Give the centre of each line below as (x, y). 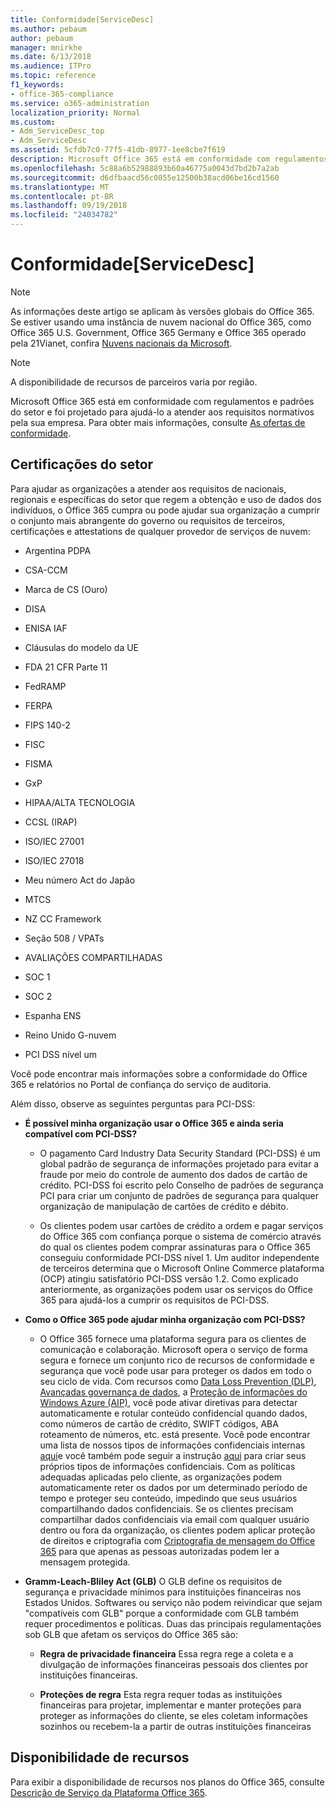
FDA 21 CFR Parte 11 (66, 667)
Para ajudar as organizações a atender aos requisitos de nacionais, (148, 488)
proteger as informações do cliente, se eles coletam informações (173, 1715)
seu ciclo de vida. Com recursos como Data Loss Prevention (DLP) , (178, 1381)
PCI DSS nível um (60, 1054)
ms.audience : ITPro (51, 66)
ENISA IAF (46, 628)
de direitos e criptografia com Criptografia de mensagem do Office (177, 1540)
